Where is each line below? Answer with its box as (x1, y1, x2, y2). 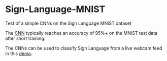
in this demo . (5, 50, 32, 56)
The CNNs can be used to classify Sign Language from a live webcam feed (5, 45, 162, 51)
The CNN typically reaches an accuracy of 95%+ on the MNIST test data (5, 30, 158, 36)
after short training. (5, 35, 46, 41)
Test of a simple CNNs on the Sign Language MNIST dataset (5, 20, 132, 26)
